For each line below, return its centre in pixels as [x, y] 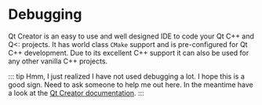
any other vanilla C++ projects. [58, 61]
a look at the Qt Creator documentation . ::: [76, 92]
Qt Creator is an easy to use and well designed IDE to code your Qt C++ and [131, 36]
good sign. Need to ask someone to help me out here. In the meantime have [131, 85]
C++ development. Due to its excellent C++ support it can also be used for [129, 52]
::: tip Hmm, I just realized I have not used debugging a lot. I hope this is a [126, 76]
